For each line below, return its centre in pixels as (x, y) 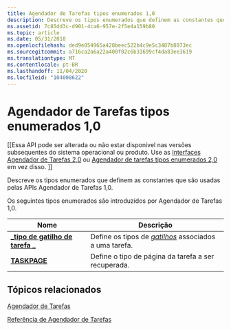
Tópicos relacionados (54, 289)
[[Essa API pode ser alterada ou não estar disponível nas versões (99, 145)
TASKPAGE (29, 261)
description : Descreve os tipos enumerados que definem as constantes (110, 20)
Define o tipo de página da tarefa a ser (152, 256)
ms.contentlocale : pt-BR (43, 65)
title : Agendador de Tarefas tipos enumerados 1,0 (81, 13)
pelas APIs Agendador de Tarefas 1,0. (60, 188)
